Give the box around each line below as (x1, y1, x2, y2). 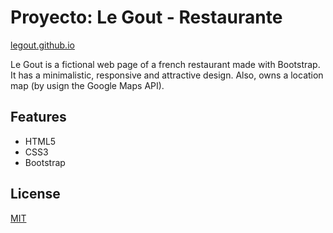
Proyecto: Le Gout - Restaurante (10, 6, 283, 29)
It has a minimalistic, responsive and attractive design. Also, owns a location (10, 69, 324, 81)
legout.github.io (10, 39, 75, 51)
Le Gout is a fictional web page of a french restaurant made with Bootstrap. (10, 58, 321, 70)
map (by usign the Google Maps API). (10, 79, 165, 91)
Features (10, 109, 67, 126)
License (10, 186, 61, 203)
